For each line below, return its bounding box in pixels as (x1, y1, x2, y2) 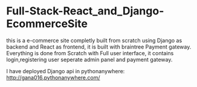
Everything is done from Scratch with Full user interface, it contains (6, 49, 174, 56)
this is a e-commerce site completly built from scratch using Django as (6, 37, 182, 44)
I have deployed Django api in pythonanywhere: (6, 67, 125, 74)
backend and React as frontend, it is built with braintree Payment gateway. (6, 43, 192, 50)
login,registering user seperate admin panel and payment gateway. (6, 56, 173, 63)
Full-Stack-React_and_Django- (6, 4, 164, 18)
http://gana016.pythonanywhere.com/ (6, 74, 101, 81)
